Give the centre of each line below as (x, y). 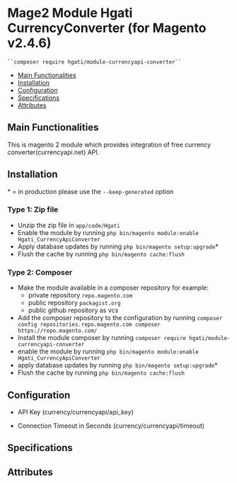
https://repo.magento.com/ (57, 331)
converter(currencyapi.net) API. (53, 152)
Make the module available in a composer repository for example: (113, 288)
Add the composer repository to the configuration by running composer (120, 318)
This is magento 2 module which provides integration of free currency (109, 144)
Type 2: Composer (40, 272)
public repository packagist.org (74, 303)
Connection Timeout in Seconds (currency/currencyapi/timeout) (111, 426)
